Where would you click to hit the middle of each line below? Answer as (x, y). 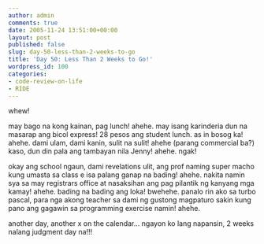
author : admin (32, 15)
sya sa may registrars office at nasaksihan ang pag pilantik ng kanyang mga (131, 183)
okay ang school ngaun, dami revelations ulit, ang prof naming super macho (131, 167)
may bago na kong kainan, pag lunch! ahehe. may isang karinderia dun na (128, 126)
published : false (37, 45)
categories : (28, 74)
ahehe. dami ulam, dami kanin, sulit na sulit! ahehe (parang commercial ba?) (131, 143)
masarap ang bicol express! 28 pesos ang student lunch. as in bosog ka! (126, 135)
